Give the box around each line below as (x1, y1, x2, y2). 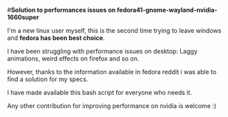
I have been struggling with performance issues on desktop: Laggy (7, 47, 198, 55)
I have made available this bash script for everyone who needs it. (7, 89, 192, 96)
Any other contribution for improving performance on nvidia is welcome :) (7, 102, 216, 109)
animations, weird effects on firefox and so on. (7, 54, 140, 63)
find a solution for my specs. (7, 75, 88, 83)
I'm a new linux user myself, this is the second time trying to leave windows (7, 27, 222, 34)
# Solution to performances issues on (7, 6, 116, 14)
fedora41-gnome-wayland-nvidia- (117, 6, 218, 14)
